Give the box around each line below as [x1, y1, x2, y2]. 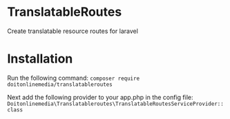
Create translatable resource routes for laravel [7, 27, 138, 35]
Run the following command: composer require [7, 74, 140, 82]
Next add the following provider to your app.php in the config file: [7, 93, 193, 101]
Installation [7, 51, 73, 67]
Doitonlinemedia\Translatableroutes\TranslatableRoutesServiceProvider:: [7, 100, 224, 107]
